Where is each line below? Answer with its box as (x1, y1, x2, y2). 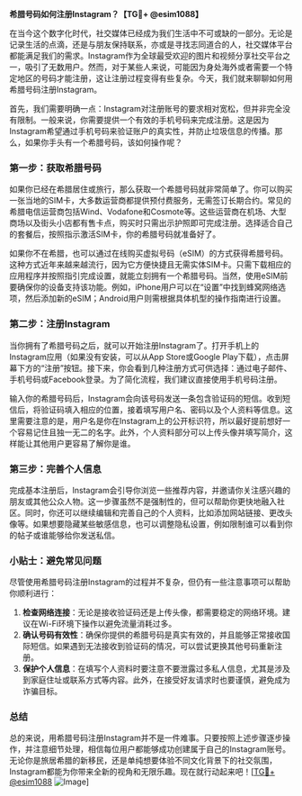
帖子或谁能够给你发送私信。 (16, 529, 120, 540)
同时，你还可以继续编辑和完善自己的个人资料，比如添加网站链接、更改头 (24, 507, 293, 518)
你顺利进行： (9, 588, 57, 599)
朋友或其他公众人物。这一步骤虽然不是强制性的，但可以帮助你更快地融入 (9, 495, 277, 507)
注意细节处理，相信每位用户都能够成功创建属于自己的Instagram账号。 (32, 744, 290, 755)
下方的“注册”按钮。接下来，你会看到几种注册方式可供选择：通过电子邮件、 (16, 362, 292, 373)
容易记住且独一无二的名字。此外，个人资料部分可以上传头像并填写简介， (16, 427, 285, 438)
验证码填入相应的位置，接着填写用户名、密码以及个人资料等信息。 (40, 404, 285, 415)
